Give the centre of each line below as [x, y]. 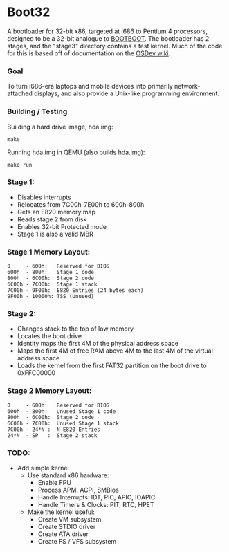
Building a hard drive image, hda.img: [60, 127]
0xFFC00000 [36, 373]
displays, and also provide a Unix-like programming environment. [127, 93]
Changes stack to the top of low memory [75, 329]
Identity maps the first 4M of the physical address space [98, 344]
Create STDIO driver [67, 527]
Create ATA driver [63, 534]
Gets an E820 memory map [56, 212]
